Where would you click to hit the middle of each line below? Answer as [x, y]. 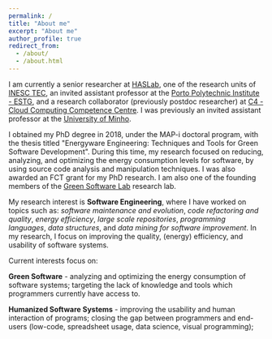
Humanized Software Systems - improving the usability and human [122, 309]
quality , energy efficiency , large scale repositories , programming [117, 219]
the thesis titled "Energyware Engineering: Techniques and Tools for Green [133, 143]
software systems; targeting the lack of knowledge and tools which [121, 285]
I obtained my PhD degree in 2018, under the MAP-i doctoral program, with [133, 134]
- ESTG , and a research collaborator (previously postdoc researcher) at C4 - [136, 101]
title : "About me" [39, 24]
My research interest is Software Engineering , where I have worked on [127, 202]
